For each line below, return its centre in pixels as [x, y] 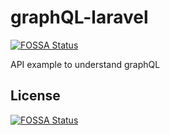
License [35, 96]
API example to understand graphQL [85, 64]
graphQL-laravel [79, 17]
